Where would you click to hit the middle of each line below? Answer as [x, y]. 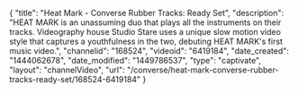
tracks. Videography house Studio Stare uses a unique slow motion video [145, 32]
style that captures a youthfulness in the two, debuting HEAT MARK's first [146, 41]
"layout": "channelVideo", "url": [68, 70]
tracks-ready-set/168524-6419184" [75, 79]
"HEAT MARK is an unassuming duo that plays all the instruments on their [145, 22]
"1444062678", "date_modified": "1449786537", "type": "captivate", [135, 60]
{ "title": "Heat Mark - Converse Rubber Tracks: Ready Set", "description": [147, 13]
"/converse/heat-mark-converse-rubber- [203, 70]
